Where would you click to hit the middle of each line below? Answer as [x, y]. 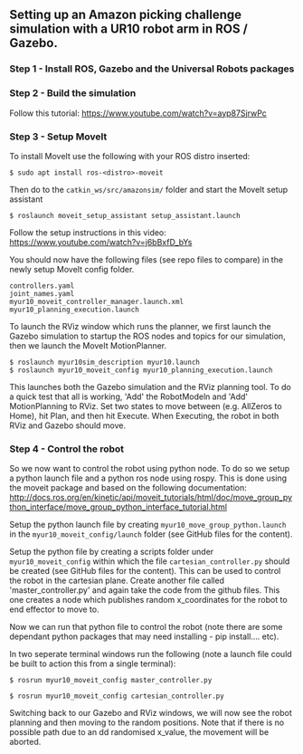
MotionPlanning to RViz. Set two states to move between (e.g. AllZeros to [146, 406]
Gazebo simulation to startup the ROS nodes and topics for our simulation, [148, 336]
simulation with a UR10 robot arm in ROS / [129, 29]
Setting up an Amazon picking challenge [126, 15]
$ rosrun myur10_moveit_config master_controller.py [111, 681]
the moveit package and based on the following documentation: [128, 488]
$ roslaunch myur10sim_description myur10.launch [105, 362]
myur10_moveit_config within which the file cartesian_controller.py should [150, 561]
